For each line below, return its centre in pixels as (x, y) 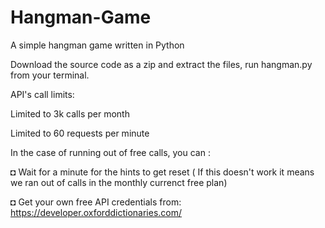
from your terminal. (50, 75)
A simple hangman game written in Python (97, 45)
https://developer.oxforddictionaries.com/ (96, 212)
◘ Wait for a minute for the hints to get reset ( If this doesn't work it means (162, 172)
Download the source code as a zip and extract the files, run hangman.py (161, 64)
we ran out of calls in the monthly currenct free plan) (119, 182)
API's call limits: (42, 94)
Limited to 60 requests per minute (80, 133)
